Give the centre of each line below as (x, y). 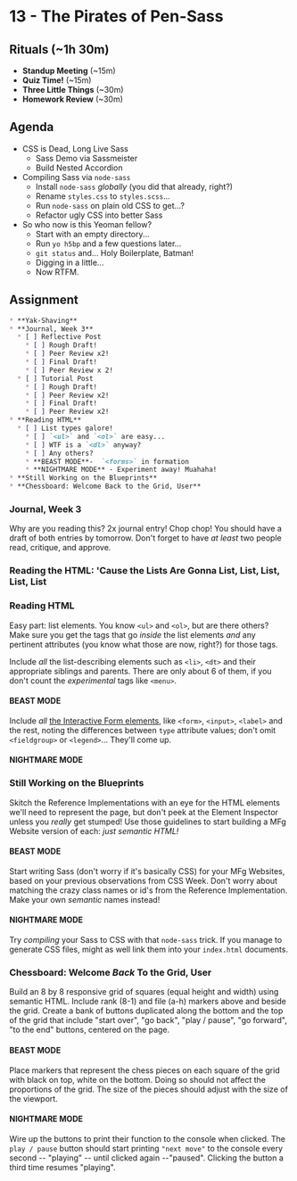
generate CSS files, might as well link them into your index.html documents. (148, 950)
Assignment (44, 300)
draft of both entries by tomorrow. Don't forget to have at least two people (146, 538)
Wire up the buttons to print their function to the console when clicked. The (147, 1138)
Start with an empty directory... (92, 234)
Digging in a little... (70, 262)
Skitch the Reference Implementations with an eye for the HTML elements (145, 802)
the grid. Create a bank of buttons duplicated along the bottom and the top (146, 1011)
